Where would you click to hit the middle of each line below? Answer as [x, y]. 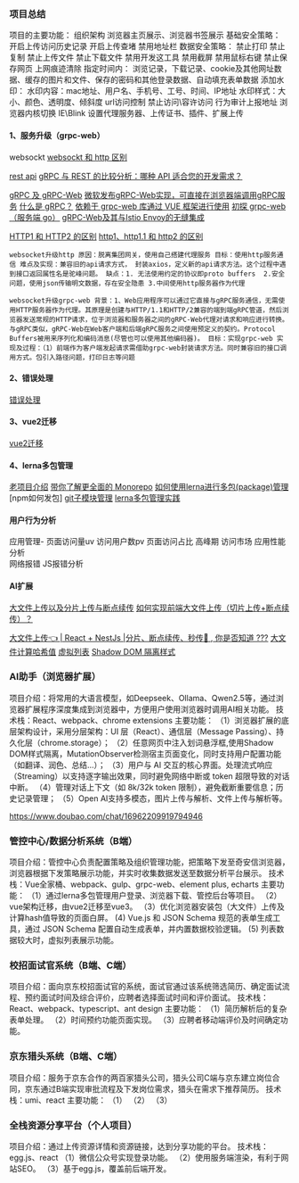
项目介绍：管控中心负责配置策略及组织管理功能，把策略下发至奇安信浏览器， [149, 862]
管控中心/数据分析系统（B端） [73, 840]
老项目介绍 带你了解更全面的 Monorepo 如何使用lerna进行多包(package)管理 [149, 487]
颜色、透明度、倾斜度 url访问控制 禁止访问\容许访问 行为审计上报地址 [151, 102]
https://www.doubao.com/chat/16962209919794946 [106, 816]
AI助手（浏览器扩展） [55, 677]
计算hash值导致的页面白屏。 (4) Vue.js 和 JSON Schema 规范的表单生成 [141, 918]
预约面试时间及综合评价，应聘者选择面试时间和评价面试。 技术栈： [146, 997]
